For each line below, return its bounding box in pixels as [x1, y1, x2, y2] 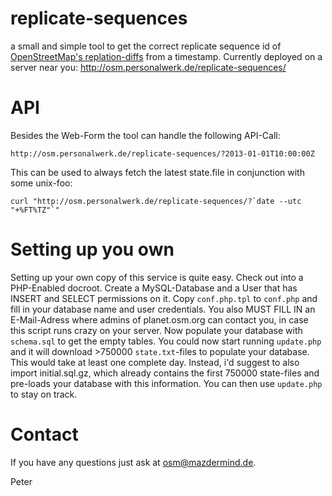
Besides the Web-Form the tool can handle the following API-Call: [10, 129, 281, 141]
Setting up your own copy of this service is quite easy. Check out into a [10, 271, 304, 283]
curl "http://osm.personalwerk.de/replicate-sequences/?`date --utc [10, 196, 302, 206]
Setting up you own [10, 238, 175, 261]
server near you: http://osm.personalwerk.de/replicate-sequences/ [10, 61, 287, 73]
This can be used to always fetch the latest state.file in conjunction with [10, 166, 305, 178]
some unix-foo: [10, 177, 73, 189]
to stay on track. [10, 388, 78, 400]
